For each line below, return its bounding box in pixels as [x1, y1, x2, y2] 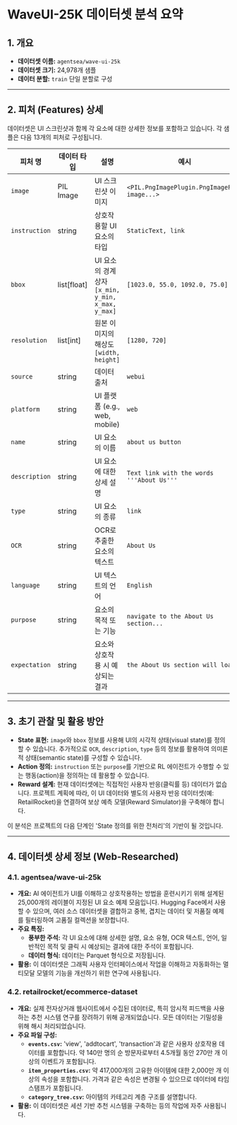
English [126, 581, 153, 589]
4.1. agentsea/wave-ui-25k [7, 872, 102, 882]
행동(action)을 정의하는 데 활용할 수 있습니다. [25, 771, 150, 779]
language [11, 581, 40, 589]
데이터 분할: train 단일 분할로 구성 [17, 75, 113, 83]
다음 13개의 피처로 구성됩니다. [20, 132, 102, 142]
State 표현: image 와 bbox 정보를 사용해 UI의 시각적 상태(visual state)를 [17, 735, 213, 744]
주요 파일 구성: [17, 1030, 58, 1039]
